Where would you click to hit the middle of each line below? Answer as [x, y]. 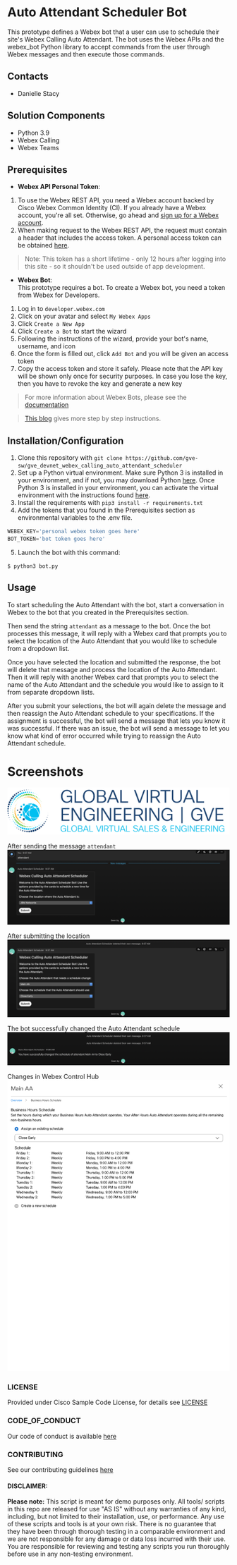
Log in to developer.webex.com [61, 309]
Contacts [28, 77]
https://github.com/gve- [162, 458]
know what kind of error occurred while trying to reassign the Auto [104, 736]
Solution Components [56, 116]
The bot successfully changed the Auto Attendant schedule [94, 1028]
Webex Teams [38, 147]
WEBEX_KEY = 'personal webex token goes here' [74, 532]
